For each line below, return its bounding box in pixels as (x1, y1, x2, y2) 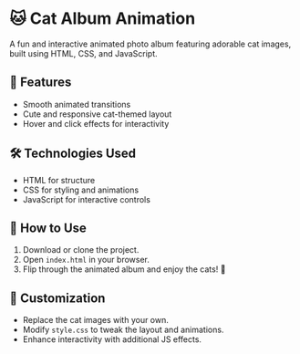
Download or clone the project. (22, 245, 140, 255)
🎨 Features (9, 75, 72, 90)
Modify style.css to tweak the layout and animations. (22, 324, 224, 336)
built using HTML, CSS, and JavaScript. (9, 47, 158, 58)
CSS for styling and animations (22, 184, 140, 195)
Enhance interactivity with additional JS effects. (22, 334, 202, 345)
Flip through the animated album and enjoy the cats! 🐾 (22, 264, 226, 275)
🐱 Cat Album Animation (9, 8, 196, 29)
